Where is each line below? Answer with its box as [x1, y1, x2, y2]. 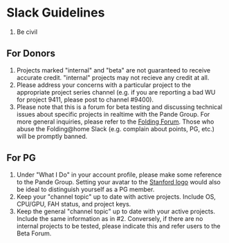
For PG [6, 152, 36, 164]
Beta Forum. [16, 229, 52, 237]
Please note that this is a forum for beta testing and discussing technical [16, 102, 223, 111]
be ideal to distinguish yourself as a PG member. [16, 185, 155, 193]
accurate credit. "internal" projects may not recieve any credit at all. [16, 73, 210, 81]
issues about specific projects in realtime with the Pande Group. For [16, 110, 210, 118]
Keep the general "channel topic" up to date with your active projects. [16, 207, 216, 215]
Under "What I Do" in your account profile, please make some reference [16, 171, 222, 179]
